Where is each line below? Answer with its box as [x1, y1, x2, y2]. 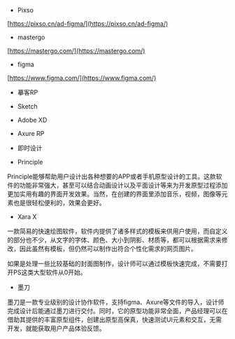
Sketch [17, 102, 38, 111]
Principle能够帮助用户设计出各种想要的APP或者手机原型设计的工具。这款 [7, 172, 217, 181]
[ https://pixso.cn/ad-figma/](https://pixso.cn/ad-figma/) [7, 20, 169, 27]
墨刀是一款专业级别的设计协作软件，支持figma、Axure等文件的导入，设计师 [7, 298, 225, 306]
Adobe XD [17, 116, 48, 124]
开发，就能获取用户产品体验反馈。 [7, 324, 106, 332]
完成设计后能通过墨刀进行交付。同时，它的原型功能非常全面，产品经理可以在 [7, 307, 228, 314]
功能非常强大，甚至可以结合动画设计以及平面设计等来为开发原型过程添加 [19, 181, 228, 189]
